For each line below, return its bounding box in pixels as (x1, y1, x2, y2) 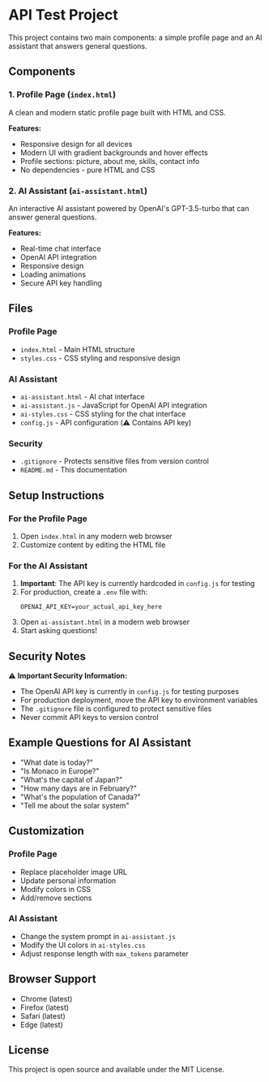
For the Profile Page (8, 513, 88, 524)
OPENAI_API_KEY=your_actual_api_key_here (19, 603, 162, 611)
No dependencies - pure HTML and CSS (19, 165, 156, 175)
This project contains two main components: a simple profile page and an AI (8, 32, 263, 42)
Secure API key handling (19, 278, 103, 287)
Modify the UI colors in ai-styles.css (19, 940, 146, 950)
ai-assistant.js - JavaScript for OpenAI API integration (19, 400, 208, 410)
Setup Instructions (8, 489, 105, 502)
